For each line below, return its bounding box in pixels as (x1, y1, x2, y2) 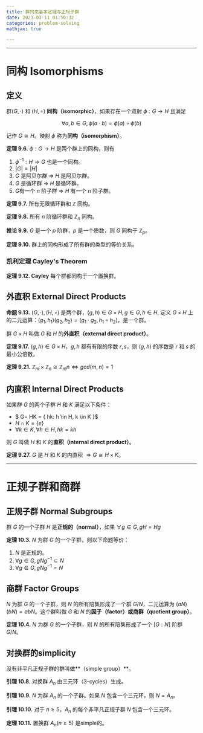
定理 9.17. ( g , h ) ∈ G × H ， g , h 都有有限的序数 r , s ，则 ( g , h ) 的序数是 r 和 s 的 (6, 343, 196, 350)
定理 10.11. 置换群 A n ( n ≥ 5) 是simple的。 (6, 720, 108, 728)
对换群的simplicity (6, 648, 77, 658)
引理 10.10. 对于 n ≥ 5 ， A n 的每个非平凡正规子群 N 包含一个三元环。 (6, 705, 175, 714)
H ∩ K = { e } (14, 419, 44, 427)
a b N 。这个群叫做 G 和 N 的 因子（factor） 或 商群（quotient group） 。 (24, 608, 195, 615)
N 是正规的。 (14, 549, 48, 557)
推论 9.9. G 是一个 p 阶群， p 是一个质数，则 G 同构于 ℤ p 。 (6, 227, 151, 236)
